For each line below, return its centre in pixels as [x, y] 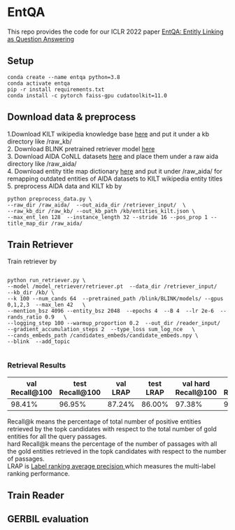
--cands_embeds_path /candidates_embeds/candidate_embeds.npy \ [103, 336]
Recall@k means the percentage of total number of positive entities [104, 421]
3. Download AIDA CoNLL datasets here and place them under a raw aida [113, 156]
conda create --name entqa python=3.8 [64, 77]
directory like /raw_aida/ [42, 163]
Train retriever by [32, 261]
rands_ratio [24, 317]
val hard [196, 384]
